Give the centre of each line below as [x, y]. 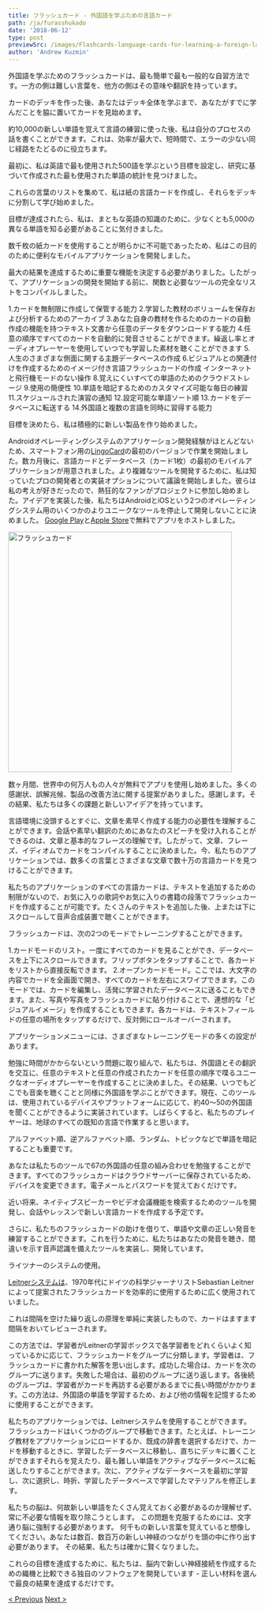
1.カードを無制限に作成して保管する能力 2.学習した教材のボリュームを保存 [129, 309]
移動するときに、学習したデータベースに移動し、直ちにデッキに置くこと [139, 1451]
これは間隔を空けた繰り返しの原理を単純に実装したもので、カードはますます [132, 1319]
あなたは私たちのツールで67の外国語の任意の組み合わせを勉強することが [126, 1165]
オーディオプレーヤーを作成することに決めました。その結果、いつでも [136, 1082]
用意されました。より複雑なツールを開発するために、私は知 [160, 471]
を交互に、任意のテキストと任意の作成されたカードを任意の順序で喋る [122, 1073]
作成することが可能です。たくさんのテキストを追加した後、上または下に [139, 907]
